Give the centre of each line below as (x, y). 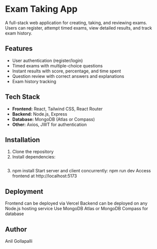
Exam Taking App (41, 9)
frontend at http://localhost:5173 (45, 176)
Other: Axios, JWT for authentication (49, 124)
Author (16, 229)
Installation (22, 140)
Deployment (24, 191)
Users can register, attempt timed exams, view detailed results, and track (79, 28)
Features (19, 48)
